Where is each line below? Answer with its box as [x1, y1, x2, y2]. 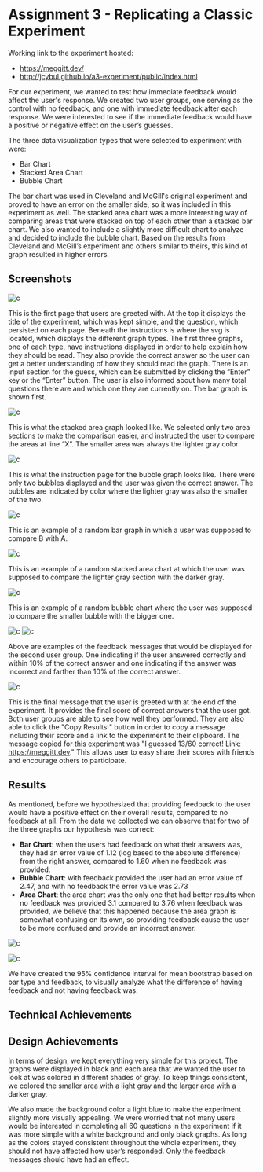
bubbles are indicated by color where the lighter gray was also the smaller [8, 486, 248, 496]
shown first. [8, 391, 47, 402]
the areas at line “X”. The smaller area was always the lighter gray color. [8, 439, 240, 449]
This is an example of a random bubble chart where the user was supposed [8, 603, 253, 612]
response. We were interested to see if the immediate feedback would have [8, 112, 253, 121]
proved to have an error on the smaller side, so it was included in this [8, 199, 232, 209]
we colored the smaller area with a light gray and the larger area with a [8, 1081, 237, 1090]
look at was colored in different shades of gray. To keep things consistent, [8, 1072, 247, 1082]
